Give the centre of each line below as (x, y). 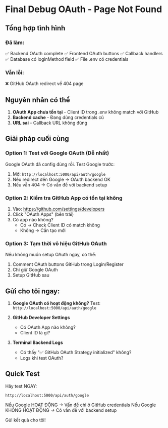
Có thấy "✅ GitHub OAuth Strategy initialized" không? (76, 353)
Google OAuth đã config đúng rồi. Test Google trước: (60, 164)
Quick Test (22, 374)
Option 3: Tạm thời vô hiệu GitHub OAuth (56, 243)
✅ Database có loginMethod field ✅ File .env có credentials (67, 59)
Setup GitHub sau (31, 275)
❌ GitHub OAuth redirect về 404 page (44, 84)
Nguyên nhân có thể (38, 100)
